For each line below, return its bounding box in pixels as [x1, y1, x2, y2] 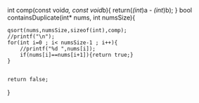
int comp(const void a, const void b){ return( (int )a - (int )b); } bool [7, 6, 192, 14]
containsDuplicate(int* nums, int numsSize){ [7, 13, 136, 22]
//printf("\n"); [7, 33, 55, 40]
